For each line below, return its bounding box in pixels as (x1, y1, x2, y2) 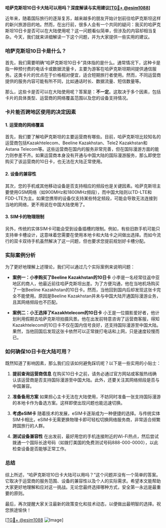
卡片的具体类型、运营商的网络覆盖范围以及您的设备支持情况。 (5, 95, 131, 101)
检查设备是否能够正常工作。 (12, 446, 69, 452)
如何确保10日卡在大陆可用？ (5, 348, 72, 355)
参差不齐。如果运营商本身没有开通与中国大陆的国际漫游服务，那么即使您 (13, 152, 161, 158)
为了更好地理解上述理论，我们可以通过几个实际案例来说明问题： (5, 264, 135, 270)
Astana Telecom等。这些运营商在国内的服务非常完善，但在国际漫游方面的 (5, 146, 155, 152)
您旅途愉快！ (5, 507, 31, 513)
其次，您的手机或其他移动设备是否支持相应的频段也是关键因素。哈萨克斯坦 (5, 183, 157, 189)
